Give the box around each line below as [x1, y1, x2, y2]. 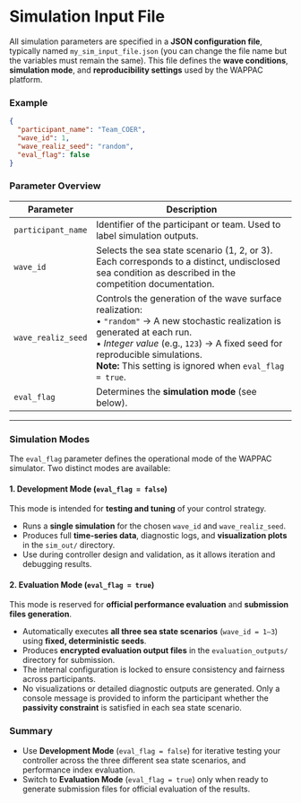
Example [9, 96, 48, 109]
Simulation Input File [9, 6, 166, 27]
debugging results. [21, 559, 92, 570]
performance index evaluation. [21, 764, 136, 775]
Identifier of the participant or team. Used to [95, 218, 281, 231]
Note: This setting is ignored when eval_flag [95, 359, 285, 371]
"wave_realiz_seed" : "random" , [17, 142, 134, 151]
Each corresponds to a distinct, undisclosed [95, 255, 280, 267]
